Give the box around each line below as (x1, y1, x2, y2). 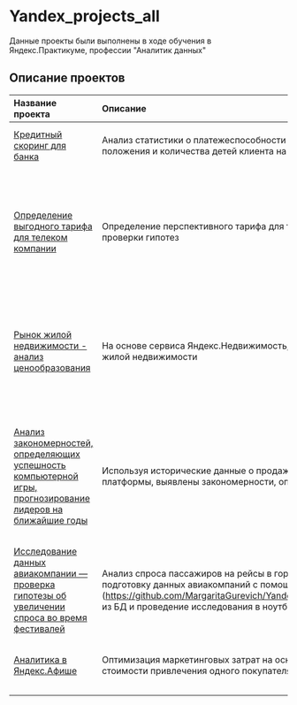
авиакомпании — (13, 567, 88, 579)
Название (13, 96, 57, 109)
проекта (13, 108, 50, 120)
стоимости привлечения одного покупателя (101, 664, 292, 677)
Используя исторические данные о (101, 464, 255, 477)
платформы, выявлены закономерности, (101, 475, 277, 487)
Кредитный (13, 128, 63, 141)
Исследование (13, 545, 78, 557)
